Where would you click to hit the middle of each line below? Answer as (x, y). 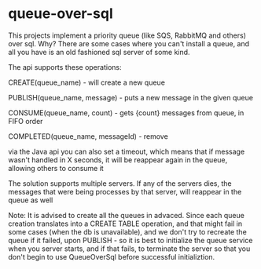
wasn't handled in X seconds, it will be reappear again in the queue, (118, 160)
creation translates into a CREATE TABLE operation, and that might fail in (125, 224)
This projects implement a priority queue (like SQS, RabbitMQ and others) (127, 35)
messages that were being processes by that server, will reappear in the (125, 191)
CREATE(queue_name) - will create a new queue (86, 82)
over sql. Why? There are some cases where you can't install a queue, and (129, 43)
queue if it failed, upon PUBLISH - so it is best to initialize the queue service (130, 240)
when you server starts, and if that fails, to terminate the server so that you (129, 249)
